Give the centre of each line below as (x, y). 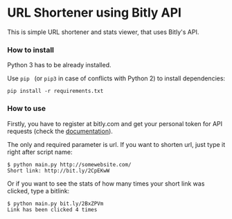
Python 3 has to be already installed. (59, 65)
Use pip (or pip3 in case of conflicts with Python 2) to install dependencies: (116, 78)
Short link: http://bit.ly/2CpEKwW (59, 170)
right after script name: (40, 152)
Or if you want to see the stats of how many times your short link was (106, 183)
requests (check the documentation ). (60, 131)
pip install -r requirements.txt (55, 91)
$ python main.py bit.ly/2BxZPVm (55, 203)
